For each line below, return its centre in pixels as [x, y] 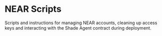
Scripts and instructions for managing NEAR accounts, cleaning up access [81, 23]
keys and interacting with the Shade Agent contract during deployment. [78, 28]
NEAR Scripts [33, 9]
